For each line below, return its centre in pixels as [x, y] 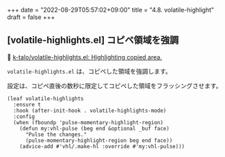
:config [24, 116]
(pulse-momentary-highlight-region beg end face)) [99, 140]
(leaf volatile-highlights [45, 98]
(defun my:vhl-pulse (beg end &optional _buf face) [94, 128]
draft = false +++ [31, 17]
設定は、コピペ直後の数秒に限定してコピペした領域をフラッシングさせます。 [115, 85]
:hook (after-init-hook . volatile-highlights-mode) [90, 111]
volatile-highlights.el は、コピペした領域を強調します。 [90, 71]
